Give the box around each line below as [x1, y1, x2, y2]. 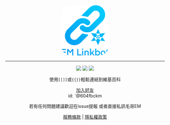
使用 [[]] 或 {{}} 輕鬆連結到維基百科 [49, 77, 121, 83]
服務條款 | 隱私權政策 [63, 114, 107, 120]
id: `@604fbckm [68, 93, 102, 99]
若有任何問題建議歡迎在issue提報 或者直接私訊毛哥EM [29, 103, 141, 109]
